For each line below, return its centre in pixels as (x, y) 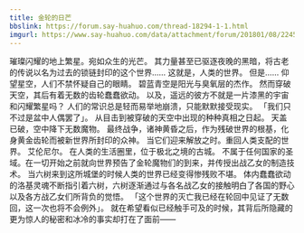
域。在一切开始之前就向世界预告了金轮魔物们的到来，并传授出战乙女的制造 (148, 163)
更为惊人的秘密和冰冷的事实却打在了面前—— (93, 219)
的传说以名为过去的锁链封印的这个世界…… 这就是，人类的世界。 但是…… (144, 72)
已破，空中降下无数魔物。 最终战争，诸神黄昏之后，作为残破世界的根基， (145, 129)
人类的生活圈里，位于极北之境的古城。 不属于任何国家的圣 (185, 152)
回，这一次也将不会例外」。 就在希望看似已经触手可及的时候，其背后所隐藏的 (151, 208)
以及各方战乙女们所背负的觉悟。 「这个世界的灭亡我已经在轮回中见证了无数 (149, 197)
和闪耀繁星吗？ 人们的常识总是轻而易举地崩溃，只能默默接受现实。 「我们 (146, 107)
